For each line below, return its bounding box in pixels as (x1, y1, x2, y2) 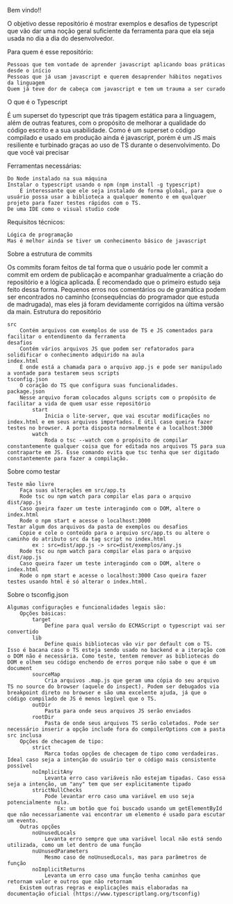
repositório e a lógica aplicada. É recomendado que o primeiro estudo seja (7, 278, 221, 286)
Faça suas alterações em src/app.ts (19, 487, 127, 494)
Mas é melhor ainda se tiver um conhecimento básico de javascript (7, 237, 207, 244)
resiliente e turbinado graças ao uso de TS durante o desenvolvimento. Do (7, 141, 220, 149)
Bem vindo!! (7, 6, 42, 14)
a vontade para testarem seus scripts (7, 370, 120, 377)
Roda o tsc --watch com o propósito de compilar (44, 437, 188, 444)
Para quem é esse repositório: (7, 48, 94, 56)
